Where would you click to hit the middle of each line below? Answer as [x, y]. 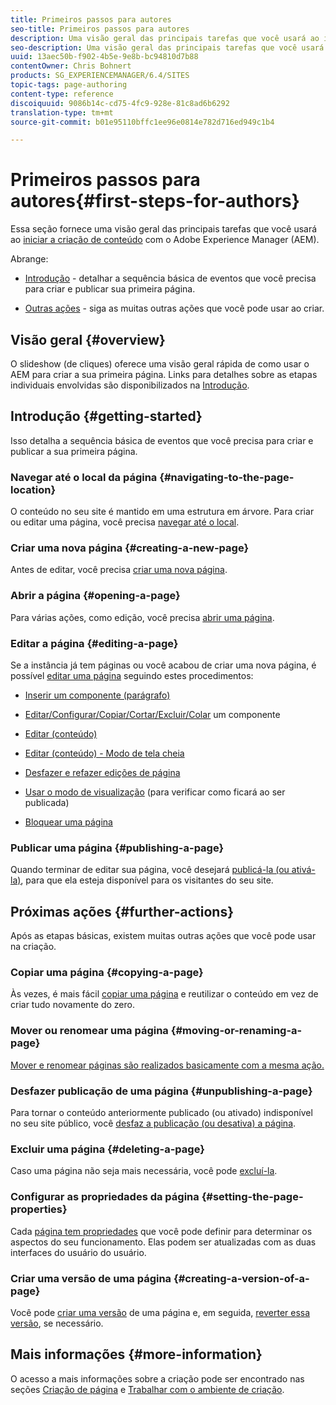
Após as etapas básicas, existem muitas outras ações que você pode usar [163, 936]
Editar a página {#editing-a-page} [94, 643]
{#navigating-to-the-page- [227, 477]
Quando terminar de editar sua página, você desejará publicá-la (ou [150, 870]
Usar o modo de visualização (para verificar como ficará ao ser [155, 792]
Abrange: [29, 259]
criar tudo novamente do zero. [72, 1005]
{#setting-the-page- [252, 1197]
